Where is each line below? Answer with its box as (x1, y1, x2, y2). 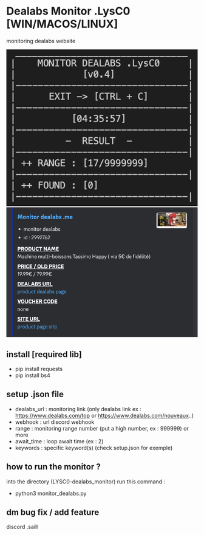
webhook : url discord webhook (15, 418, 95, 426)
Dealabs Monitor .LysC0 (6, 4, 131, 18)
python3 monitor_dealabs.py (15, 489, 87, 497)
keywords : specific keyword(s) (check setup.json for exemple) (15, 444, 173, 451)
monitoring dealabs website (6, 37, 76, 44)
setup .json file (6, 389, 64, 400)
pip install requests (15, 365, 63, 372)
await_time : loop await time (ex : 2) (15, 437, 104, 445)
